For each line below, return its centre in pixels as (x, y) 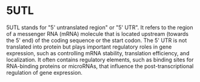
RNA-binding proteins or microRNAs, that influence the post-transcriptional (100, 66)
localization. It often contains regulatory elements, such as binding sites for (100, 60)
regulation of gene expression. (45, 72)
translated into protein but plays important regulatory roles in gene (89, 47)
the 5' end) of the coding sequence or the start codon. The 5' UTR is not (97, 40)
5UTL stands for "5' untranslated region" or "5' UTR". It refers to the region (100, 27)
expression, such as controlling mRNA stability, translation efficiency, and (98, 53)
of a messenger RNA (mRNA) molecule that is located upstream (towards (98, 33)
